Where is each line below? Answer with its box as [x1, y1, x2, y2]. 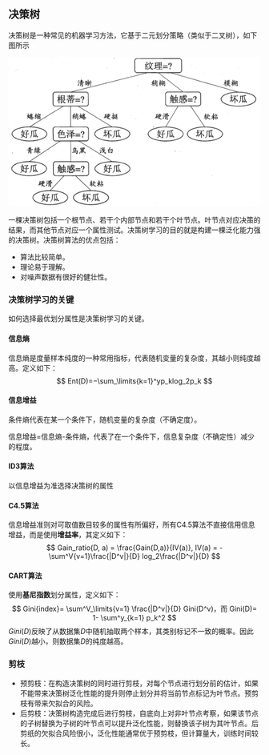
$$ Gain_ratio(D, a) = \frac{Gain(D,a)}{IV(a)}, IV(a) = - [46, 543, 223, 552]
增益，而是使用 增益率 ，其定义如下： [8, 530, 128, 540]
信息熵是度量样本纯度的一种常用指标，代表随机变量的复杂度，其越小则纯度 [8, 353, 254, 363]
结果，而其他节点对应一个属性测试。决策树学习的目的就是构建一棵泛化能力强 [8, 225, 261, 235]
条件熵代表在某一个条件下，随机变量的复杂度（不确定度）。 [8, 415, 202, 424]
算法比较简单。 [19, 252, 70, 262]
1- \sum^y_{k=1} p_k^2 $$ [92, 613, 177, 623]
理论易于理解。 [19, 263, 70, 271]
